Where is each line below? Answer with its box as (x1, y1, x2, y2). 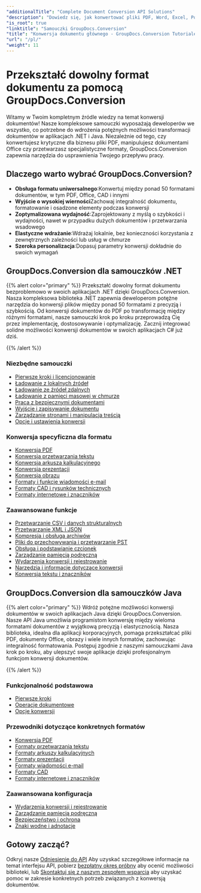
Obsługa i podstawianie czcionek (14, 545, 97, 552)
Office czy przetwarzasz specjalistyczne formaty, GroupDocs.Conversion (6, 145, 187, 152)
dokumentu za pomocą (6, 81, 123, 95)
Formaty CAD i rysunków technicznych (14, 485, 111, 492)
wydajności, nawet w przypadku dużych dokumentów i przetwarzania (14, 217, 187, 224)
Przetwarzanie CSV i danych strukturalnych (14, 519, 123, 527)
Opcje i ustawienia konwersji (14, 417, 86, 425)
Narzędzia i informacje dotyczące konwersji (14, 564, 123, 572)
